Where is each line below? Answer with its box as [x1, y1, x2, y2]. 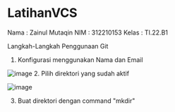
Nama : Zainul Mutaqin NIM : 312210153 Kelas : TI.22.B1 [7, 28, 168, 37]
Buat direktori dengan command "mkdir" [17, 97, 135, 105]
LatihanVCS [7, 5, 78, 21]
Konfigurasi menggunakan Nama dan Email [17, 55, 143, 64]
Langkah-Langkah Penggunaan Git [7, 42, 109, 50]
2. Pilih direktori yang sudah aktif [34, 69, 129, 77]
